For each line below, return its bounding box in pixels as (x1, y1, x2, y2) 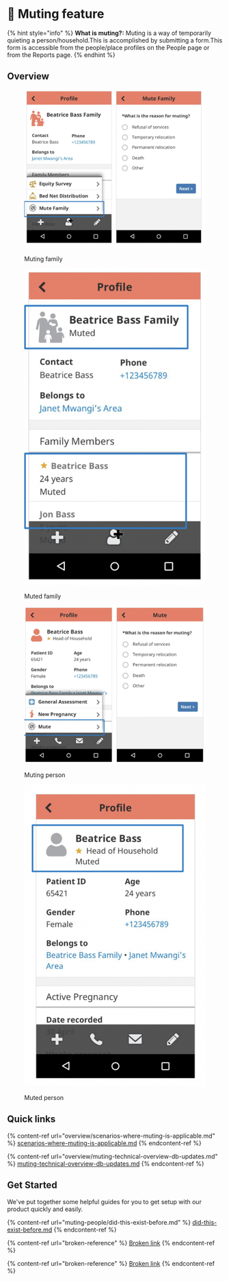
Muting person (24, 771, 66, 779)
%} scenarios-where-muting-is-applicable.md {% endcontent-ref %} (7, 1138, 202, 1147)
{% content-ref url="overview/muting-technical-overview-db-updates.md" (7, 1152, 218, 1160)
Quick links (7, 1114, 56, 1125)
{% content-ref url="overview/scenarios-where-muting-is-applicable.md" (7, 1132, 215, 1140)
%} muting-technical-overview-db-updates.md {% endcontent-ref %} (7, 1159, 204, 1168)
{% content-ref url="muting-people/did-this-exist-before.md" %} (7, 1218, 191, 1226)
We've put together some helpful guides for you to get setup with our (7, 1197, 202, 1206)
